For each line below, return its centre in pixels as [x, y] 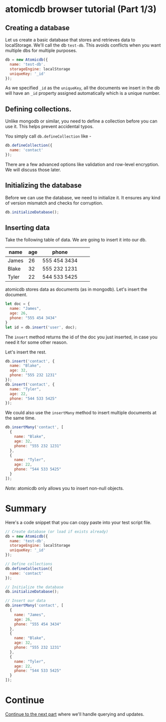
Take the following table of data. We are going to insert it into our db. [76, 240]
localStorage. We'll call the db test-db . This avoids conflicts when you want [83, 45]
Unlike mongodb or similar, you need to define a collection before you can [81, 121]
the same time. [20, 418]
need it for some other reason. [36, 342]
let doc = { [17, 304]
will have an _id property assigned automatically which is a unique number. [83, 93]
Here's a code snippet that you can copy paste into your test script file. [78, 522]
